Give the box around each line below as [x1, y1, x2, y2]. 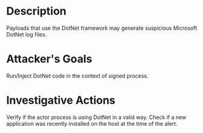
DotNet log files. [6, 30, 47, 38]
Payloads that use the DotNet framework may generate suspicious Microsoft [6, 24, 198, 32]
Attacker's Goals [6, 52, 93, 66]
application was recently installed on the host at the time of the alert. [6, 120, 178, 127]
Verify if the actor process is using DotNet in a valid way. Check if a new [6, 114, 187, 121]
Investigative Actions [6, 94, 116, 107]
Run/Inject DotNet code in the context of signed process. [6, 72, 148, 80]
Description [6, 4, 67, 18]
